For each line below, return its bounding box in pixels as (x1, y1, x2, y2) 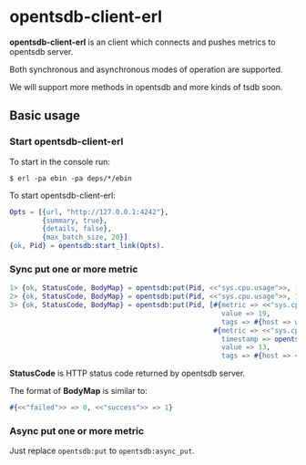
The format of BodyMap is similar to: (9, 386, 148, 397)
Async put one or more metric (9, 424, 144, 437)
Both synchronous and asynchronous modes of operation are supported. (9, 64, 283, 75)
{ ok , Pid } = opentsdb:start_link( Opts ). (9, 242, 166, 251)
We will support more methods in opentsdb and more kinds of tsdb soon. (9, 81, 283, 92)
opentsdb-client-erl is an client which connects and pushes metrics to (9, 36, 276, 47)
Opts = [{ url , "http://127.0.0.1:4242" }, (9, 207, 169, 216)
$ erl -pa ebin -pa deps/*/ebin (9, 173, 132, 183)
